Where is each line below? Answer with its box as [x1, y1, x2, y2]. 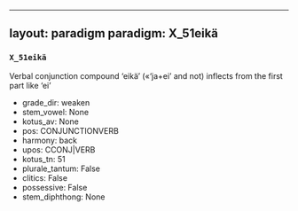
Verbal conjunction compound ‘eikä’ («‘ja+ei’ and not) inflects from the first [9, 70, 284, 81]
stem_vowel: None [21, 106, 90, 117]
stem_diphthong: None [21, 191, 106, 202]
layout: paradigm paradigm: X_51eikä [9, 26, 219, 41]
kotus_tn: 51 [21, 153, 67, 164]
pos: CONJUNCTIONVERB [21, 125, 120, 136]
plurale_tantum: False [21, 163, 100, 174]
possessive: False [21, 182, 88, 192]
